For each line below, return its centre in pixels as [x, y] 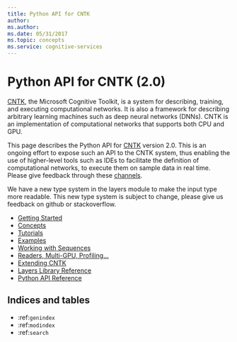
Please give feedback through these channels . [75, 175]
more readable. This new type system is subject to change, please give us [115, 196]
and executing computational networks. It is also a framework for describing [118, 109]
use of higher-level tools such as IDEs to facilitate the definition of [103, 160]
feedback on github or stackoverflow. [62, 204]
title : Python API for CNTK [49, 14]
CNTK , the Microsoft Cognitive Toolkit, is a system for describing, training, [116, 101]
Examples [32, 240]
